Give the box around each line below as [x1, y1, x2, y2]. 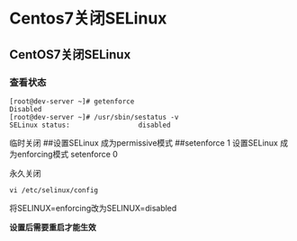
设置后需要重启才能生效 [9, 221, 96, 232]
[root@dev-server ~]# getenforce [9, 96, 135, 106]
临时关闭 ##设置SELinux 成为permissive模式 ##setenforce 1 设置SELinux [9, 137, 279, 148]
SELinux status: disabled [9, 120, 171, 129]
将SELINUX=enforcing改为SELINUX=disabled [9, 202, 177, 213]
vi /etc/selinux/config [9, 185, 99, 194]
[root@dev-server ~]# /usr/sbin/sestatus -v [9, 112, 179, 121]
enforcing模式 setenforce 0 [16, 148, 119, 159]
